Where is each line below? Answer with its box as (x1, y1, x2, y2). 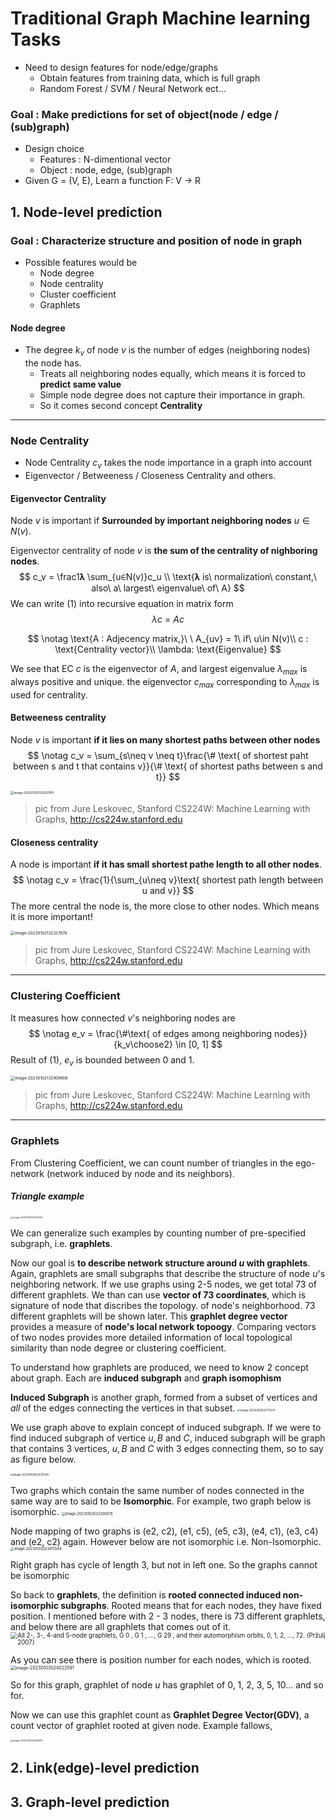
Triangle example (10, 1190, 85, 1202)
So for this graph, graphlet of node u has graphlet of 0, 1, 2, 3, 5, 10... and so (10, 1678, 324, 1691)
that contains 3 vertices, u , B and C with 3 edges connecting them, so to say (10, 1442, 324, 1454)
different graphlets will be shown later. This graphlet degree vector (10, 1310, 288, 1322)
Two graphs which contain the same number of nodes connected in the (10, 1484, 305, 1496)
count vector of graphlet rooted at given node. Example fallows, (10, 1719, 273, 1731)
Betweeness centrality (10, 712, 107, 724)
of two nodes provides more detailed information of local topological (10, 1331, 293, 1343)
